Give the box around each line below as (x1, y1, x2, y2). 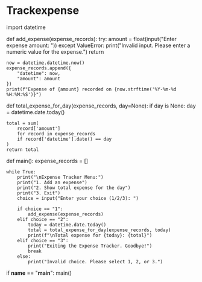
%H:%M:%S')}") (6, 91, 42, 97)
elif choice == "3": (17, 237, 69, 243)
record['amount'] (17, 125, 61, 132)
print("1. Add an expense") (17, 179, 87, 185)
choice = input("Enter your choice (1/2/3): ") (17, 195, 139, 201)
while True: (6, 168, 36, 175)
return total (6, 146, 39, 153)
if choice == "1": (17, 206, 63, 212)
